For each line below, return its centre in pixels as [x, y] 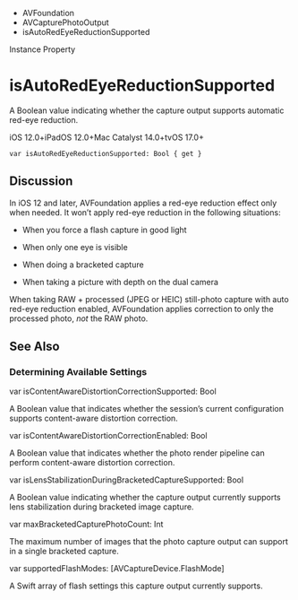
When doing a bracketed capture [83, 265]
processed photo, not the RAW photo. [79, 318]
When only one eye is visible [75, 247]
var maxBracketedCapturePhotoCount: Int [86, 525]
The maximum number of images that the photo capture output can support [149, 542]
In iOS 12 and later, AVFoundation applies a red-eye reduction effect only [143, 203]
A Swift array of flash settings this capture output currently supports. [136, 586]
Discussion [41, 182]
